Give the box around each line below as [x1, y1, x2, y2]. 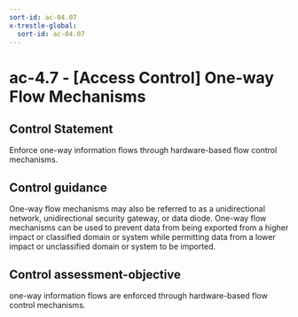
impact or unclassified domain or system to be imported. [9, 241, 216, 252]
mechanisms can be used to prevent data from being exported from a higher [9, 222, 289, 233]
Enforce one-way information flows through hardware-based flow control [9, 145, 278, 156]
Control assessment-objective [9, 267, 182, 282]
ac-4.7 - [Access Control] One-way [9, 67, 275, 88]
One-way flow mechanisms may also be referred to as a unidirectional [9, 204, 266, 214]
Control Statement [9, 121, 114, 136]
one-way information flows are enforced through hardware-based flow [9, 290, 268, 301]
